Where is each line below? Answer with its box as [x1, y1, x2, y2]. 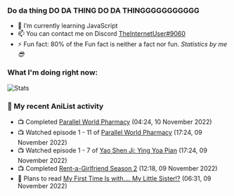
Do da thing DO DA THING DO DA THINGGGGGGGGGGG [7, 6, 200, 15]
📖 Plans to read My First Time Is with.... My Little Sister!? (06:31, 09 [17, 174, 212, 183]
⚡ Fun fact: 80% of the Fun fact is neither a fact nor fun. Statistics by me [17, 40, 228, 48]
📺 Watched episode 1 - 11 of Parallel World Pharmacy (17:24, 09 [17, 128, 202, 136]
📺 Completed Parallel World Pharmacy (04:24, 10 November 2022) [17, 117, 212, 126]
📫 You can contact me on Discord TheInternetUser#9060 [17, 30, 186, 38]
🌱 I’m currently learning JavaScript [17, 22, 118, 30]
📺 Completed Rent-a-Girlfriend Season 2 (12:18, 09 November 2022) [17, 164, 218, 172]
